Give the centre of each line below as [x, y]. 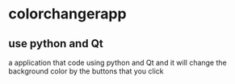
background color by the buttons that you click [86, 71]
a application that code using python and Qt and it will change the [118, 62]
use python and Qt [56, 44]
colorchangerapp [67, 14]
